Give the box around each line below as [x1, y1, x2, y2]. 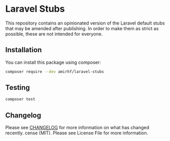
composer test [5, 97, 36, 102]
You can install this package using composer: [5, 59, 101, 65]
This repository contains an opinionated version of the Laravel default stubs [5, 20, 165, 26]
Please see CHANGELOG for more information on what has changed [5, 125, 150, 131]
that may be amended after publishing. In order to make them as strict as [5, 25, 159, 31]
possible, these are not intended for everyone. [5, 31, 103, 37]
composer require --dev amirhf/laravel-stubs [5, 69, 104, 74]
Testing [5, 83, 30, 92]
